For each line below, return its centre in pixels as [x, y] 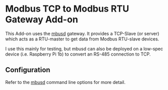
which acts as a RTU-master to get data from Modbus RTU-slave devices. [82, 39]
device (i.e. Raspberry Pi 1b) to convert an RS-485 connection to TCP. [78, 54]
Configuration [28, 70]
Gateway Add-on [42, 19]
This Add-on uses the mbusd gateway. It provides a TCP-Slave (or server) [82, 33]
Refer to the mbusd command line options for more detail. [65, 82]
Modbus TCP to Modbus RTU [67, 9]
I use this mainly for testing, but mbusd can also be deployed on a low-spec [84, 49]
